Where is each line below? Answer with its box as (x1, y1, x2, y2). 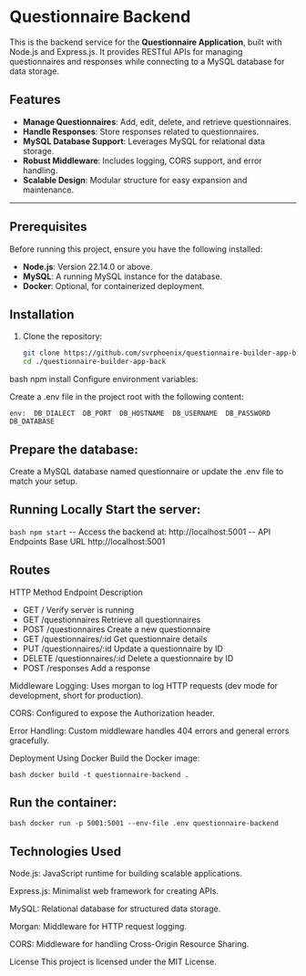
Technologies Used (9, 844, 121, 859)
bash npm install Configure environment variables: (9, 374, 199, 385)
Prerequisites (9, 219, 87, 234)
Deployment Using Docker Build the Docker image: (9, 753, 200, 763)
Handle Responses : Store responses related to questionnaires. (22, 126, 260, 137)
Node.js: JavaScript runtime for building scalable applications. (9, 868, 243, 879)
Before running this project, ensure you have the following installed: (9, 244, 263, 254)
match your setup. (9, 475, 78, 486)
